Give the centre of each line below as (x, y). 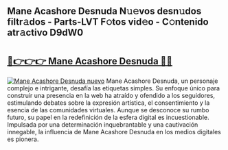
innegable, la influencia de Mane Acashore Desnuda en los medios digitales (114, 132)
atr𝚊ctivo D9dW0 (45, 33)
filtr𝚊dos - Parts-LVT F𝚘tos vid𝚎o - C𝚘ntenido (108, 22)
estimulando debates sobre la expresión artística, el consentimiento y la (109, 103)
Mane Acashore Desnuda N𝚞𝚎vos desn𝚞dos (104, 11)
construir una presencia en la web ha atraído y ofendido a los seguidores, (111, 96)
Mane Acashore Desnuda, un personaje (162, 81)
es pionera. (23, 139)
